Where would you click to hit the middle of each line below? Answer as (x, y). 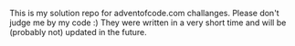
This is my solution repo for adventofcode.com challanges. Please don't (145, 13)
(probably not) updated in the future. (79, 32)
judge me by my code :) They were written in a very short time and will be (148, 23)
